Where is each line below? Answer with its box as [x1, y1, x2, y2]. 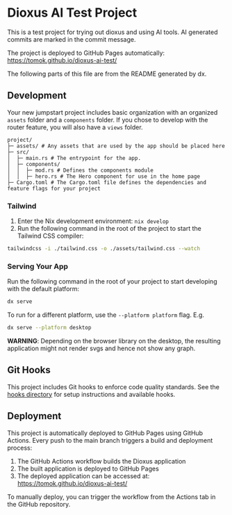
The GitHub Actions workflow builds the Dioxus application [17, 457, 186, 465]
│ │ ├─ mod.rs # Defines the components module [7, 167, 154, 174]
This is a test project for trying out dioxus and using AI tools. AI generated [7, 28, 218, 36]
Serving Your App [7, 261, 68, 271]
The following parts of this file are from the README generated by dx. [7, 70, 207, 78]
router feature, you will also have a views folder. [7, 123, 144, 131]
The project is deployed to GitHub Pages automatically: [7, 49, 165, 57]
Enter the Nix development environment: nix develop [17, 217, 169, 225]
